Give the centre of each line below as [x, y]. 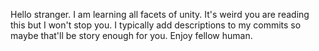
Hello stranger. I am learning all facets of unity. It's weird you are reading [160, 14]
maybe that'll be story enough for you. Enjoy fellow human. [131, 35]
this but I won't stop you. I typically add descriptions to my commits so [156, 25]
